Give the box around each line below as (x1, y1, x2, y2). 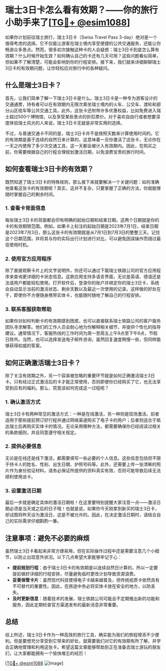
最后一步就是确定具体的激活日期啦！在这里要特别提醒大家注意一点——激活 (5, 499, 157, 505)
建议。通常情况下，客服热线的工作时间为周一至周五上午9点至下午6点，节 (5, 330, 154, 336)
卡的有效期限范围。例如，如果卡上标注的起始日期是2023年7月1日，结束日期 (5, 223, 159, 229)
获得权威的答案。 (9, 342, 44, 349)
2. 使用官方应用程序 (5, 255, 52, 262)
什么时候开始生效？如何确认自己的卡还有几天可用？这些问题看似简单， (18, 52, 161, 58)
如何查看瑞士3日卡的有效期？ (5, 165, 94, 173)
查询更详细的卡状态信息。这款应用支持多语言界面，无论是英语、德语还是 (13, 274, 161, 280)
